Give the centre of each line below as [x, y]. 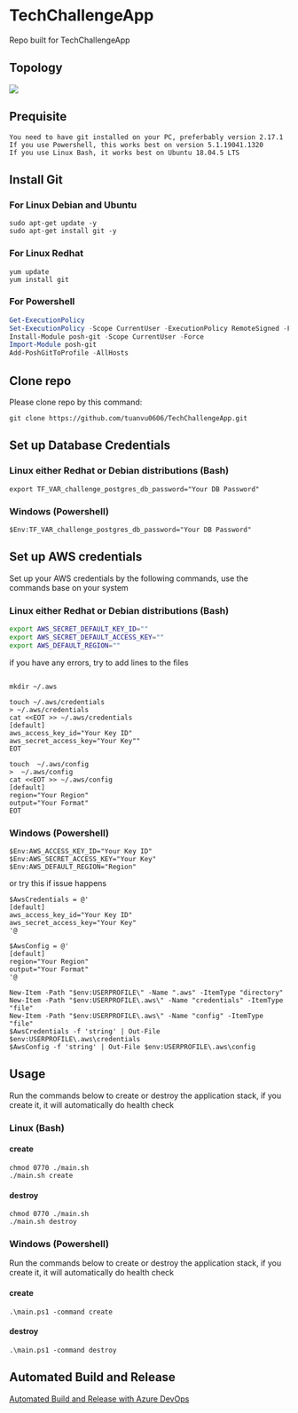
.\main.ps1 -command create [61, 1312]
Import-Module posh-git [53, 345]
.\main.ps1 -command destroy [63, 1350]
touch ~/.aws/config [49, 764]
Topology [36, 68]
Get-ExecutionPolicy [47, 320]
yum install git [39, 279]
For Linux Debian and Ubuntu [73, 205]
